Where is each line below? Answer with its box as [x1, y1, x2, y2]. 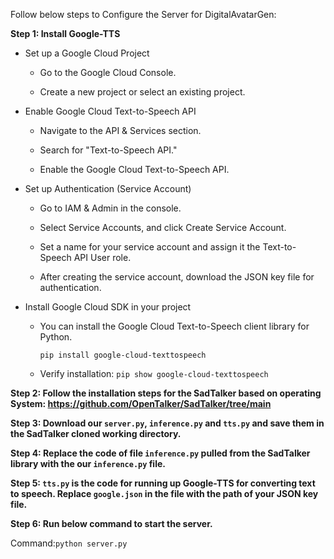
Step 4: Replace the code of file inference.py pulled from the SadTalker [10, 447, 311, 459]
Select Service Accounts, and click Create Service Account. [39, 222, 287, 233]
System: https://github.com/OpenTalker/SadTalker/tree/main [10, 398, 272, 409]
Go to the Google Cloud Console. [39, 67, 177, 78]
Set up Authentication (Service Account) [24, 183, 192, 194]
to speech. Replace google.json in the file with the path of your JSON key [10, 488, 319, 499]
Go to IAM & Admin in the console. [39, 202, 182, 214]
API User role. [73, 252, 132, 263]
